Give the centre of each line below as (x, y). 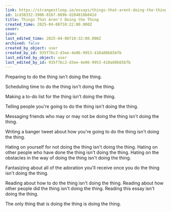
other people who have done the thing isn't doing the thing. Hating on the (82, 152)
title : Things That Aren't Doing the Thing (52, 19)
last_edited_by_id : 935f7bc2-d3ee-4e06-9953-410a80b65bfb (68, 62)
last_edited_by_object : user (36, 57)
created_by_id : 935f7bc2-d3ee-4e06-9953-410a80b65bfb (64, 53)
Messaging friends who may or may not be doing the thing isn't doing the (82, 116)
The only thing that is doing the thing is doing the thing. (63, 204)
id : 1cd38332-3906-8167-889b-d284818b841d (51, 15)
